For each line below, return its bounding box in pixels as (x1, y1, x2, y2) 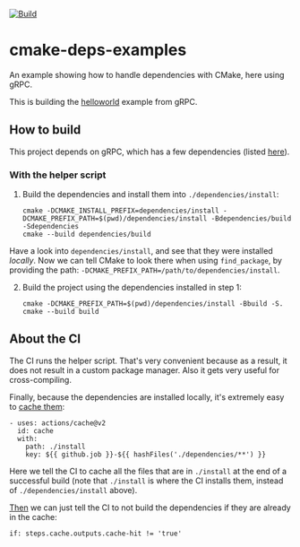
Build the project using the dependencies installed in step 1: (21, 282, 242, 293)
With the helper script (9, 169, 107, 181)
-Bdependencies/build (210, 214, 292, 223)
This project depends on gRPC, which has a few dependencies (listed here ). (9, 146, 290, 157)
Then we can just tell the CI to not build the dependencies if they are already (9, 502, 291, 513)
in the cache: (9, 511, 58, 522)
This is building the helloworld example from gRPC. (9, 96, 198, 107)
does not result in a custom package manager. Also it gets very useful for (9, 364, 280, 376)
